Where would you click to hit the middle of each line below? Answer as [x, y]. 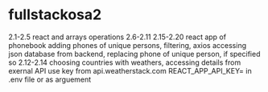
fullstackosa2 [55, 15]
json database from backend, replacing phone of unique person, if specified [134, 54]
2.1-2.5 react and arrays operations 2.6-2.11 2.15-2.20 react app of [118, 37]
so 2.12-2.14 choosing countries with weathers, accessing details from [125, 62]
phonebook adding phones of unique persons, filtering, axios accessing [128, 45]
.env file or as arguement [50, 79]
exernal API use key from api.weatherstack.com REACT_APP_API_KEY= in [130, 70]
